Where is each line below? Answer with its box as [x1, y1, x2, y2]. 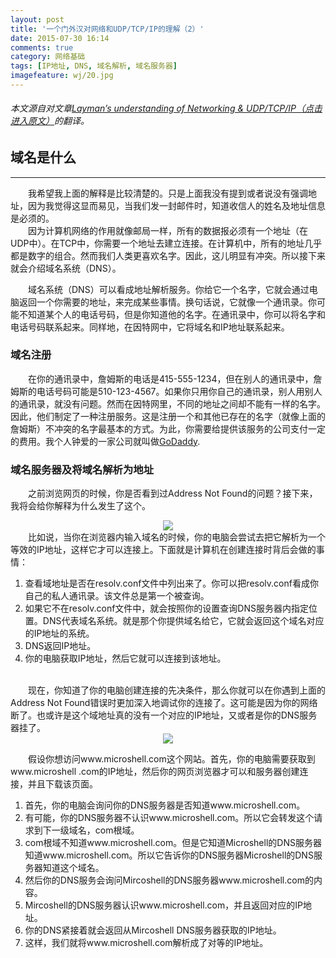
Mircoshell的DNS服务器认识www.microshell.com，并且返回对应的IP [24, 899, 303, 911]
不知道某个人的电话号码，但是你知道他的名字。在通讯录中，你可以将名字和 [18, 308, 326, 320]
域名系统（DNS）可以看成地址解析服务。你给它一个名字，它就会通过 [28, 283, 310, 295]
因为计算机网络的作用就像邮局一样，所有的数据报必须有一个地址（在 [28, 224, 308, 236]
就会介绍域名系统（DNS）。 [10, 262, 122, 274]
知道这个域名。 [42, 862, 105, 874]
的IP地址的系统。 [24, 627, 95, 640]
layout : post [10, 14, 65, 25]
